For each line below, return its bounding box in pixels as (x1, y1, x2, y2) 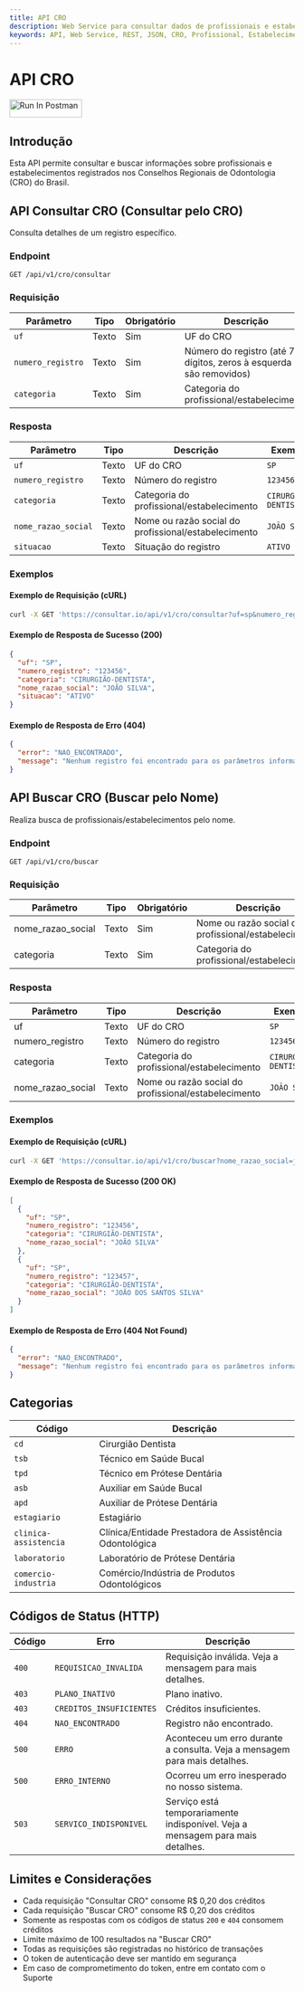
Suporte (22, 1972, 53, 1983)
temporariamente (166, 1806, 240, 1819)
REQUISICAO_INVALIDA (54, 1663, 143, 1673)
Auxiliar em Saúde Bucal (99, 1482, 203, 1494)
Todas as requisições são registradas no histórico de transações (22, 1943, 264, 1955)
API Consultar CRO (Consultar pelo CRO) (9, 203, 243, 218)
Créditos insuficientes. (166, 1702, 261, 1715)
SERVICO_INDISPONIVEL (54, 1819, 147, 1829)
